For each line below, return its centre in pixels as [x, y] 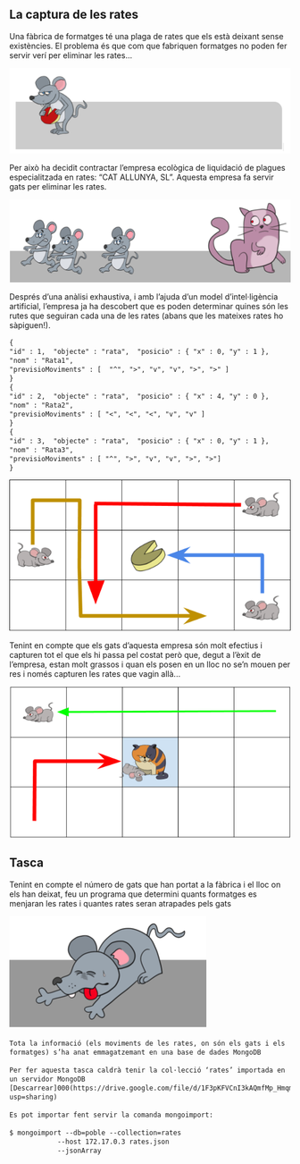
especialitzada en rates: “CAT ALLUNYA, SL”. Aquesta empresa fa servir [142, 177]
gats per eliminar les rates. [58, 186]
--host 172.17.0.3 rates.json [113, 1142]
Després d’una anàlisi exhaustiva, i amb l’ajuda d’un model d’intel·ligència [144, 297]
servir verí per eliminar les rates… [71, 55]
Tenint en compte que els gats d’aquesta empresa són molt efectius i [136, 645]
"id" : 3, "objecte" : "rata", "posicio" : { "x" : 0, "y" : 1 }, [139, 442]
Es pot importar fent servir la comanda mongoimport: [112, 1115]
